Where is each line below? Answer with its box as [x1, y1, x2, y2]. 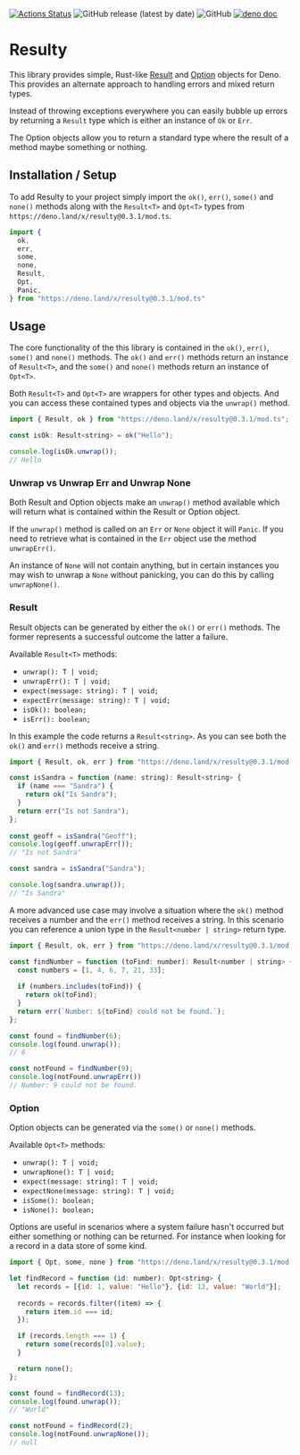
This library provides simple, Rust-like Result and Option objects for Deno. [9, 69, 281, 79]
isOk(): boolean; [21, 706, 87, 715]
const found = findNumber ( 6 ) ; [9, 1032, 122, 1041]
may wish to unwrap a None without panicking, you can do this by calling [9, 570, 275, 581]
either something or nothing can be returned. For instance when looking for [9, 1231, 287, 1242]
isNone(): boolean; [21, 1206, 96, 1215]
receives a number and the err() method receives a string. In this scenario [9, 914, 284, 924]
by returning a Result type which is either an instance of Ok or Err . [9, 114, 253, 125]
